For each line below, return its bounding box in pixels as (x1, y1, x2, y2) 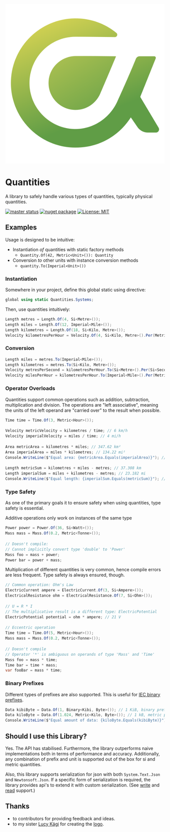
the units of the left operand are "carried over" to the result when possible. (5, 407, 161, 413)
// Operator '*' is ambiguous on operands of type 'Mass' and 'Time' (5, 652, 155, 657)
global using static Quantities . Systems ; (5, 297, 94, 302)
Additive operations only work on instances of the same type (5, 515, 133, 521)
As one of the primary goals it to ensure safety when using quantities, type (5, 500, 161, 506)
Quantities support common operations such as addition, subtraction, (5, 397, 150, 403)
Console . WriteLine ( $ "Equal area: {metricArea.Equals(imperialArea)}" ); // (5, 455, 166, 460)
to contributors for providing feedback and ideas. (12, 815, 115, 821)
